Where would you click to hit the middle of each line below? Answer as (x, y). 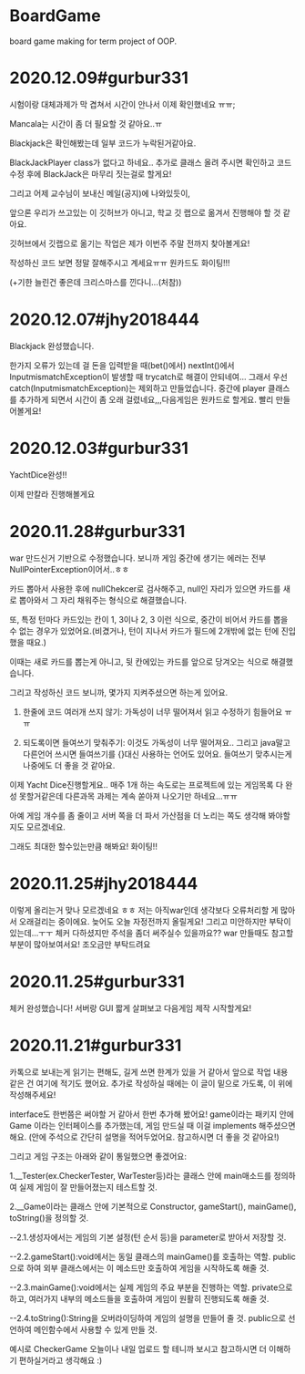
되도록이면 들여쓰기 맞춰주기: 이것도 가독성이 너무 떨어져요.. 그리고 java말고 (157, 742)
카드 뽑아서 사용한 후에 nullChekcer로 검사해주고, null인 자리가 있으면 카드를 (145, 588)
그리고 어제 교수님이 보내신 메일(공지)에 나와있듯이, (100, 193)
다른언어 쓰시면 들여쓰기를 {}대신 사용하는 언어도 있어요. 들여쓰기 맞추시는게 (158, 754)
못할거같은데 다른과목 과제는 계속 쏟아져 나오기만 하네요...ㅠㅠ (128, 796)
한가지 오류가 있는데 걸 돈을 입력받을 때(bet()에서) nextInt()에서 (122, 365)
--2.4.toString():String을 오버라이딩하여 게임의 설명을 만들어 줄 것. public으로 (148, 1317)
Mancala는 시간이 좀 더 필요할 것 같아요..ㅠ (86, 123)
